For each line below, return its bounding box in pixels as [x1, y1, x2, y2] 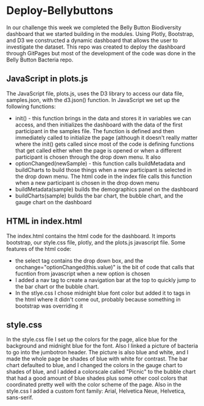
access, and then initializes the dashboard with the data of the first [15, 121, 183, 128]
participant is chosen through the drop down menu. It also [15, 153, 161, 160]
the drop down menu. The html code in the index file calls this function [15, 173, 192, 180]
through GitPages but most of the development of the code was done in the [6, 49, 196, 57]
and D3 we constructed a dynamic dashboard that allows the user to [6, 36, 178, 44]
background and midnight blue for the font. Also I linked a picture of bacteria [6, 342, 199, 349]
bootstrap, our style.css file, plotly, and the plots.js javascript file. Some [6, 238, 186, 246]
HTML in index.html [6, 216, 82, 227]
